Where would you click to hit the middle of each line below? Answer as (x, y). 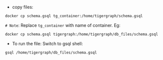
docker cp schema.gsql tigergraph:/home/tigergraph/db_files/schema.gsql (82, 34)
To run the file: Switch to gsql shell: (47, 43)
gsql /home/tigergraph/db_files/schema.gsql (51, 52)
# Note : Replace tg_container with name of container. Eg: (63, 25)
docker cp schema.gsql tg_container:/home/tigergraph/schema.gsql (74, 16)
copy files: (22, 7)
